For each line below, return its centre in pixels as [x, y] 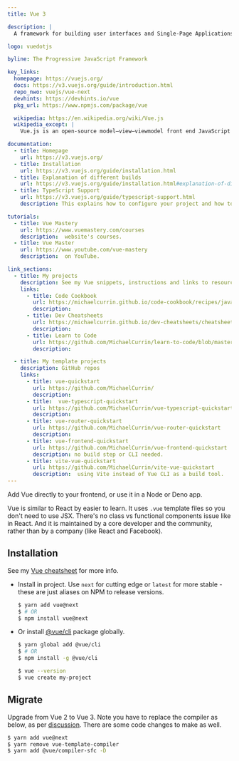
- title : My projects [46, 276]
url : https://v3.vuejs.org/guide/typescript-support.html [108, 197]
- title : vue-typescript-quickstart [82, 401]
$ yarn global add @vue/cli [59, 645]
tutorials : [23, 217]
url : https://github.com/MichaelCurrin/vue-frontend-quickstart [130, 447]
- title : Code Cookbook [62, 296]
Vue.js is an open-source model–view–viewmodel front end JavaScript [126, 131]
